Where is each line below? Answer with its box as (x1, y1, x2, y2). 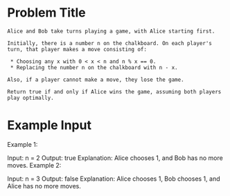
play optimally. (7, 94, 54, 101)
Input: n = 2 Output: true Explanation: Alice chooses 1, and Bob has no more (7, 154, 223, 162)
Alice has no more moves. (7, 181, 81, 190)
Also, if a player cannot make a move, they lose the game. (7, 76, 185, 83)
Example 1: (7, 140, 38, 148)
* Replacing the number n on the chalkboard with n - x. (10, 64, 178, 71)
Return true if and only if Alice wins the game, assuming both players (7, 88, 222, 95)
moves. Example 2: (7, 161, 62, 169)
